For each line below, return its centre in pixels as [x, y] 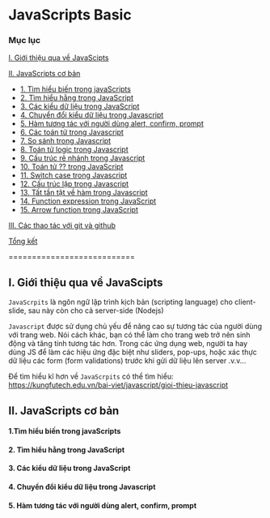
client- [245, 302]
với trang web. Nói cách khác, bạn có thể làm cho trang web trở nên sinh [129, 335]
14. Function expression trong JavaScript [88, 201]
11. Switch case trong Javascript [74, 175]
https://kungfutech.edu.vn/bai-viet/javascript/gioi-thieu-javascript [118, 385]
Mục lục [25, 41]
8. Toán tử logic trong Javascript [74, 150]
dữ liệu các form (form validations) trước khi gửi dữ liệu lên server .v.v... [127, 361]
